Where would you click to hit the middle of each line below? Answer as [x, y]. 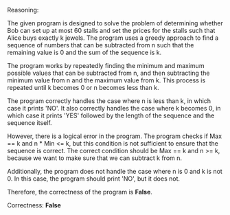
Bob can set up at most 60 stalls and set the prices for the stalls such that [111, 31]
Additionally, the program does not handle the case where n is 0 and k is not [115, 171]
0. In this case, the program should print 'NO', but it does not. [94, 179]
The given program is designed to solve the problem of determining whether [115, 23]
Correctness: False [34, 205]
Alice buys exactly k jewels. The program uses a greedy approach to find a [113, 38]
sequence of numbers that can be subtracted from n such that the [101, 45]
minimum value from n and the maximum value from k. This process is [106, 80]
